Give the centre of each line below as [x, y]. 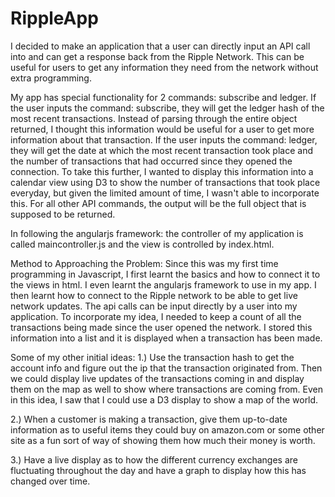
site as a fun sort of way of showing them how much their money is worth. [163, 440]
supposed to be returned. [63, 214]
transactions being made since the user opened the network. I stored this [161, 327]
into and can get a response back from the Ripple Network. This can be [157, 56]
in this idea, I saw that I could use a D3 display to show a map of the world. [164, 399]
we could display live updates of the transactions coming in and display [157, 378]
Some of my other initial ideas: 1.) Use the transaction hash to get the [152, 357]
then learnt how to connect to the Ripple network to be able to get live [154, 295]
